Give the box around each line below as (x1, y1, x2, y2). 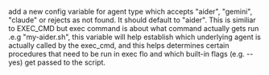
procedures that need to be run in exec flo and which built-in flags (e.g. (8, 49, 246, 58)
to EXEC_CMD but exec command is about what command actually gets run (8, 24, 259, 33)
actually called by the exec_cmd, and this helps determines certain (8, 41, 230, 50)
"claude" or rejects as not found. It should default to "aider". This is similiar (8, 15, 256, 25)
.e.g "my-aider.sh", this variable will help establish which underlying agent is (8, 32, 262, 41)
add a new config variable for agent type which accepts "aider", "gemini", (8, 7, 253, 16)
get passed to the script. (24, 57, 106, 67)
